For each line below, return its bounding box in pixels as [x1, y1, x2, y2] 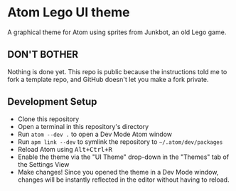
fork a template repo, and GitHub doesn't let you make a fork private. [7, 75, 209, 83]
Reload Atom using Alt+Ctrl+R [17, 145, 112, 153]
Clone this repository [17, 115, 80, 123]
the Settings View [17, 160, 70, 168]
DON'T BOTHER [7, 48, 79, 61]
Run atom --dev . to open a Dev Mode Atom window [17, 130, 173, 138]
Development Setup [7, 95, 97, 108]
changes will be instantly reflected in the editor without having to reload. [17, 175, 230, 184]
